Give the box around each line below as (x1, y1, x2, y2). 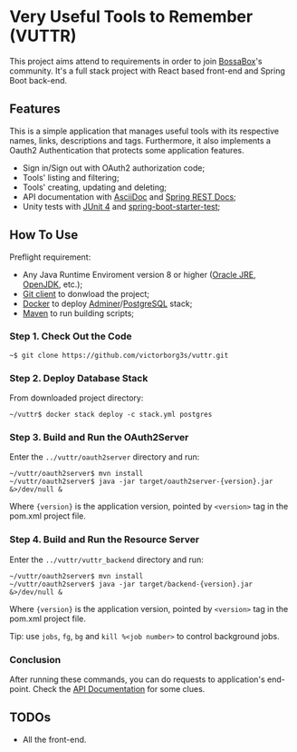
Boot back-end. (9, 74, 68, 85)
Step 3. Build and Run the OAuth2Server (9, 431, 189, 444)
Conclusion (9, 653, 62, 666)
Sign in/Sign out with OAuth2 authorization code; (22, 162, 206, 173)
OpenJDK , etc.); (22, 279, 83, 290)
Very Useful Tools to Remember (9, 6, 254, 27)
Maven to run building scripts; (22, 307, 134, 319)
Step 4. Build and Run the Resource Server (9, 533, 200, 546)
